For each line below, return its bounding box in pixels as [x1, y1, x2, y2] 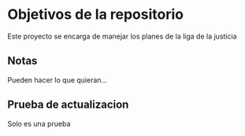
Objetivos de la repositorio [7, 6, 184, 24]
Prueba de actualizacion [7, 98, 129, 112]
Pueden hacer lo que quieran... [7, 75, 108, 84]
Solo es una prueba [7, 119, 71, 128]
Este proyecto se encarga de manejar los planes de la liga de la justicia [7, 31, 237, 41]
